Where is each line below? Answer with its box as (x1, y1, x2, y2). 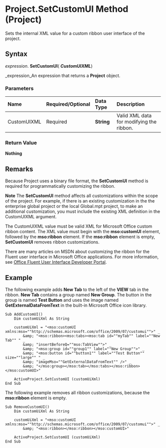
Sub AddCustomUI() (5, 312, 43, 317)
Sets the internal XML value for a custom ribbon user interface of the (5, 30, 145, 36)
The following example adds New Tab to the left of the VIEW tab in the (5, 286, 149, 292)
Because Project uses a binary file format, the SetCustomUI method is (5, 178, 149, 184)
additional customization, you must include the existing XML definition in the (5, 208, 161, 214)
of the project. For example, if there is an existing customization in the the (5, 198, 155, 204)
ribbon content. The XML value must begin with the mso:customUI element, (5, 229, 161, 235)
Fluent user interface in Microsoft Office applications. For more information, (5, 254, 159, 260)
